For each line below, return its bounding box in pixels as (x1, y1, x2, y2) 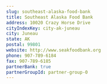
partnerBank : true (6, 63, 51, 70)
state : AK (6, 36, 31, 42)
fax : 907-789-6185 (6, 58, 51, 64)
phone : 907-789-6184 (6, 53, 57, 59)
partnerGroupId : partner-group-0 (6, 69, 88, 75)
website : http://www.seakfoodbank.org (6, 47, 101, 53)
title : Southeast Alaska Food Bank (6, 14, 93, 20)
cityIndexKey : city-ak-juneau (6, 25, 81, 31)
